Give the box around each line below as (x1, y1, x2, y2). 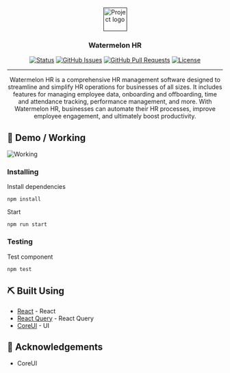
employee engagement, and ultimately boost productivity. (34, 112, 196, 120)
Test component (7, 253, 53, 261)
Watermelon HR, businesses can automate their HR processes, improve (14, 105, 216, 113)
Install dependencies (7, 183, 66, 191)
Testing (7, 237, 33, 246)
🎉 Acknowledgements (7, 341, 103, 352)
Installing (7, 167, 39, 177)
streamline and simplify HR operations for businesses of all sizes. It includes (8, 83, 222, 91)
